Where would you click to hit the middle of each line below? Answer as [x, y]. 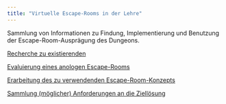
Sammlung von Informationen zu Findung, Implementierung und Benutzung [113, 33]
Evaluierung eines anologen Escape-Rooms [68, 66]
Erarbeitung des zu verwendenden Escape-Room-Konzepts [91, 80]
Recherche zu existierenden [47, 53]
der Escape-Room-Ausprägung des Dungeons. [73, 40]
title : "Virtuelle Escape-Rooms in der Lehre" [75, 13]
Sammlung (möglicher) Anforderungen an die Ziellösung [86, 93]
